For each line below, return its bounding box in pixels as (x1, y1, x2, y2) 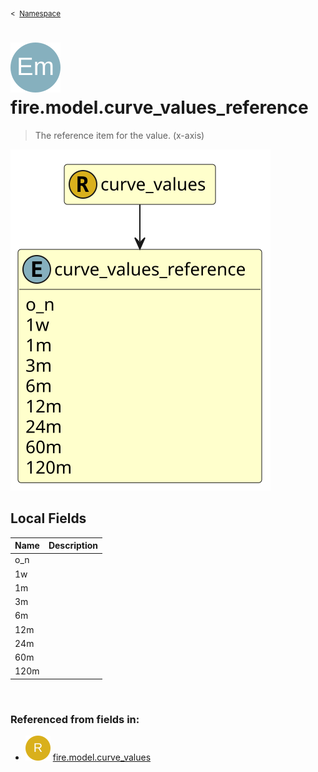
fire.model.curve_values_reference (10, 96, 309, 119)
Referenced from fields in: (10, 712, 140, 726)
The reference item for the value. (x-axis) (34, 129, 205, 141)
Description (48, 540, 99, 552)
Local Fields (10, 510, 87, 527)
